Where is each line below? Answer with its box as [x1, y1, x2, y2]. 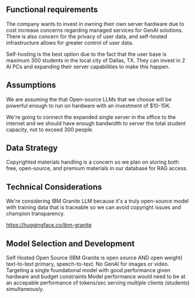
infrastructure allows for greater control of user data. [6, 39, 134, 46]
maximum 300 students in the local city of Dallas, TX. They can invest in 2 [6, 57, 186, 64]
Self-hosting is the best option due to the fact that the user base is [6, 50, 167, 58]
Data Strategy [6, 143, 58, 153]
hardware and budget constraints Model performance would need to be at [6, 273, 186, 280]
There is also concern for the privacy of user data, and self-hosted [6, 32, 167, 40]
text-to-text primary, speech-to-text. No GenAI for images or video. [6, 260, 169, 267]
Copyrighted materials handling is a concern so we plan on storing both [6, 158, 179, 165]
